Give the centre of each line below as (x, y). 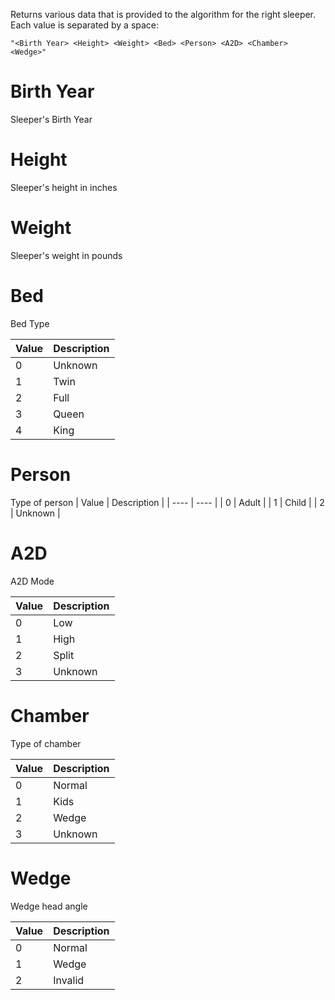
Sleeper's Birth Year (51, 119)
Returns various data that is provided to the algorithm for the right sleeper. (163, 14)
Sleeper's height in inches (64, 187)
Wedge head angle (49, 906)
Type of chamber (46, 743)
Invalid (69, 980)
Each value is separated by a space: (85, 25)
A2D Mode (32, 581)
